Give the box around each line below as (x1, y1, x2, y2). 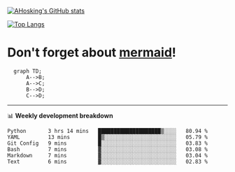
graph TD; (13, 67, 42, 75)
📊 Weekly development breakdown (7, 111, 113, 120)
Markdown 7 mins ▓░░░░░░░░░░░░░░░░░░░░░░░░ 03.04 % (7, 152, 208, 159)
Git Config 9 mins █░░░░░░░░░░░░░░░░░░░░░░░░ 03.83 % (7, 140, 208, 147)
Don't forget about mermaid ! (7, 45, 177, 61)
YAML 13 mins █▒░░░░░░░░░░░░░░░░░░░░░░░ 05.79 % (7, 134, 208, 141)
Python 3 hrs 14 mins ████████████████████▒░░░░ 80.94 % (7, 127, 208, 134)
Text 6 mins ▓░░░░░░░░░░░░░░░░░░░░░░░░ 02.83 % (7, 158, 208, 165)
